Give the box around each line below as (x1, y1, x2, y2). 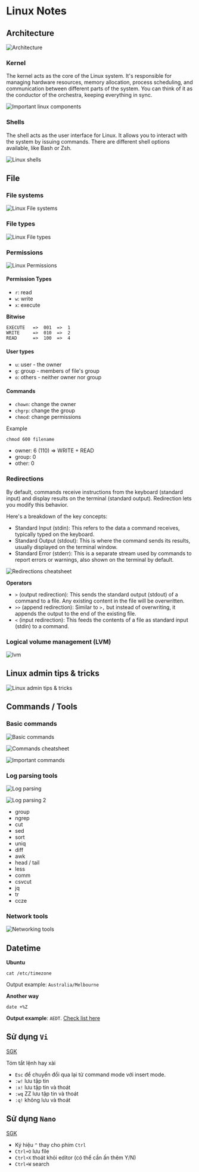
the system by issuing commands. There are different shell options (6, 138, 170, 145)
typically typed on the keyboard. (14, 531, 95, 538)
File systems (6, 191, 43, 199)
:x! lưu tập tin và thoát (14, 1083, 71, 1091)
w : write (14, 295, 33, 303)
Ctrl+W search (14, 1160, 49, 1167)
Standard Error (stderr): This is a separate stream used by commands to (14, 549, 192, 557)
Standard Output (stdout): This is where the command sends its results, (14, 537, 191, 544)
